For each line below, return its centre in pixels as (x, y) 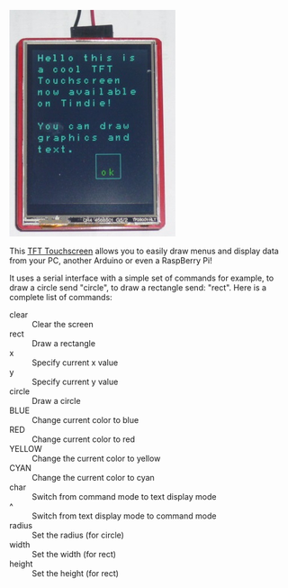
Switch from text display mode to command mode (124, 516)
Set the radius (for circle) (78, 535)
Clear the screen (63, 324)
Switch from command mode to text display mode (124, 496)
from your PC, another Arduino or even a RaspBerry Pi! (111, 261)
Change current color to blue (85, 420)
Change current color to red (84, 439)
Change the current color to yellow (96, 458)
